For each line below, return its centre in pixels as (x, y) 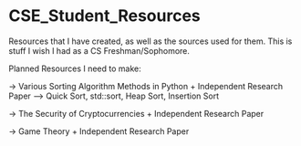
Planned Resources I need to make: (75, 68)
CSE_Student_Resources (105, 16)
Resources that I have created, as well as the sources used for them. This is (150, 41)
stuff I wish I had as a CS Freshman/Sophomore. (99, 50)
